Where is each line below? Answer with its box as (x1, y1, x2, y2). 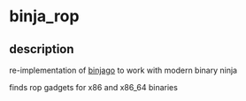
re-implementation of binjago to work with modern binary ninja (9, 65, 237, 75)
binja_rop (9, 6, 80, 27)
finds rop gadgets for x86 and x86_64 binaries (9, 82, 179, 92)
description (9, 42, 74, 57)
